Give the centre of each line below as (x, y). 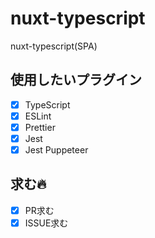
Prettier (40, 127)
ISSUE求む (46, 223)
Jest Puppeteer (56, 150)
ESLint (38, 116)
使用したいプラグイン (76, 80)
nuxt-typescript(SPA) (54, 46)
